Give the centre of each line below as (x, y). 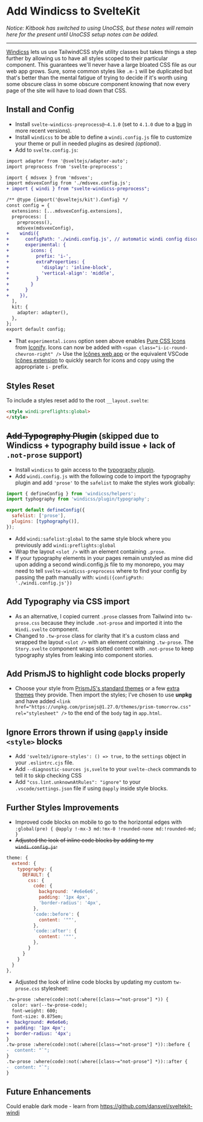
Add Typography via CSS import (68, 602)
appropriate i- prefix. (42, 367)
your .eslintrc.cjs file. (44, 763)
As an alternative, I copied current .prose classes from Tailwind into (99, 616)
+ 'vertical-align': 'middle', (60, 273)
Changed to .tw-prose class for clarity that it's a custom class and (97, 635)
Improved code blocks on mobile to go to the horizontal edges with (98, 822)
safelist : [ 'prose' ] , (39, 516)
